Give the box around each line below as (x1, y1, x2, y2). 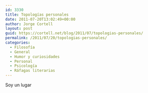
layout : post (5, 26, 33, 31)
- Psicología (10, 63, 37, 68)
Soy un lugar (5, 82, 32, 88)
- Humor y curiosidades (10, 54, 60, 59)
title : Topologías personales (5, 12, 69, 17)
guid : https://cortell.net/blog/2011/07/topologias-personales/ (5, 31, 143, 36)
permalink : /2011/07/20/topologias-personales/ (5, 36, 108, 41)
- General (10, 49, 30, 54)
